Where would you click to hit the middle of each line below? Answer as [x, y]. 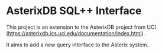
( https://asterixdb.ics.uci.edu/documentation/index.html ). [76, 33]
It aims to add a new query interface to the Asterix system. [77, 45]
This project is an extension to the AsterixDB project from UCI [81, 27]
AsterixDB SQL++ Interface [74, 11]
